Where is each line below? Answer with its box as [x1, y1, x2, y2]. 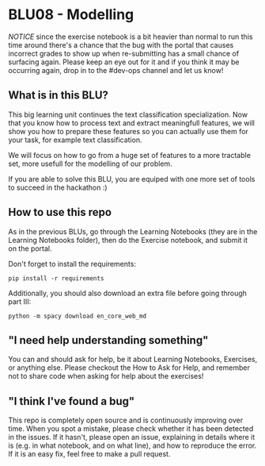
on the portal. [8, 244, 52, 253]
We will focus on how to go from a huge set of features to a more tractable [8, 150, 252, 160]
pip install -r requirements [8, 274, 104, 283]
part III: [8, 296, 32, 306]
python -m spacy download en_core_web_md [8, 312, 147, 320]
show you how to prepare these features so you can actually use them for [8, 126, 249, 136]
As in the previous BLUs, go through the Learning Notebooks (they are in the [8, 226, 258, 236]
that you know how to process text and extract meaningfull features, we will [8, 117, 256, 128]
